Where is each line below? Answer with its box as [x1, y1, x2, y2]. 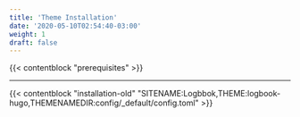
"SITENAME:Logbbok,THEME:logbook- [137, 88, 281, 99]
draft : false [9, 38, 58, 47]
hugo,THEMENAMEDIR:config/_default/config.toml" [9, 97, 199, 108]
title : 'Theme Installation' [9, 13, 118, 22]
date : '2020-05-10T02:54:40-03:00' [9, 21, 142, 30]
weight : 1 [9, 29, 46, 38]
